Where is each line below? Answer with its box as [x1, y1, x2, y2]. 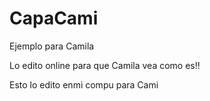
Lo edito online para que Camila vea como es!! [9, 59, 201, 71]
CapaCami [9, 7, 99, 30]
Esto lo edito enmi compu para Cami [9, 78, 159, 91]
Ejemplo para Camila [9, 40, 95, 52]
